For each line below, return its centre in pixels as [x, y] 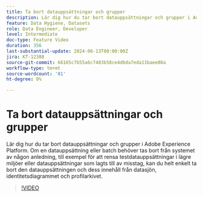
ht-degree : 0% [24, 79]
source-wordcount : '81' [36, 74]
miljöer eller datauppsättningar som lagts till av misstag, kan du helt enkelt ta [101, 163]
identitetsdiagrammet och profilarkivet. [54, 176]
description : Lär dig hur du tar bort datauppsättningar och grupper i [98, 18]
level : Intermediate [32, 34]
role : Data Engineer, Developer [47, 29]
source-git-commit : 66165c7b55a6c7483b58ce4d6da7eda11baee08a [86, 62]
